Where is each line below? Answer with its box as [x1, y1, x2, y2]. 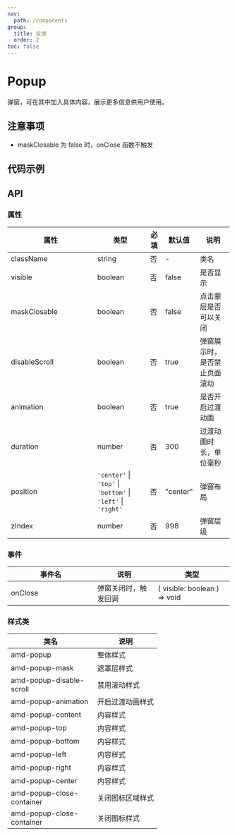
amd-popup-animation [11, 696, 89, 706]
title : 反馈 [13, 30, 47, 37]
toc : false [7, 43, 39, 50]
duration [11, 442, 39, 452]
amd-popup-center [11, 776, 78, 786]
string [97, 253, 116, 263]
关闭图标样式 [97, 813, 140, 823]
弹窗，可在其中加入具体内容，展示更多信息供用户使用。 [7, 97, 168, 106]
